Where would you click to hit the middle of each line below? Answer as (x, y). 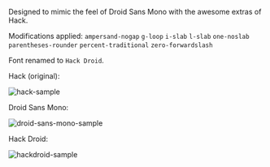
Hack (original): (34, 76)
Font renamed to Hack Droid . (56, 60)
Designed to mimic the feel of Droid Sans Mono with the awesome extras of (135, 12)
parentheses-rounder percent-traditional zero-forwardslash (111, 45)
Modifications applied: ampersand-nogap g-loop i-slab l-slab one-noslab (129, 36)
